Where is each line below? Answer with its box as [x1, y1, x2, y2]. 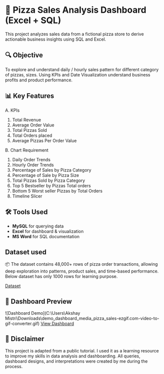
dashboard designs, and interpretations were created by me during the [5, 358, 148, 364]
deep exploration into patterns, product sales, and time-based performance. [5, 268, 159, 274]
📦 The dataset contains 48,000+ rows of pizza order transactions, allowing [5, 261, 158, 267]
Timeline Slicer [12, 193, 43, 199]
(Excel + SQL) [5, 15, 61, 26]
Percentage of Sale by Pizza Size [12, 172, 79, 178]
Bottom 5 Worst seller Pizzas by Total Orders [12, 188, 103, 194]
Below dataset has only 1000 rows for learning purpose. [5, 274, 118, 279]
